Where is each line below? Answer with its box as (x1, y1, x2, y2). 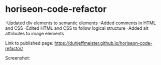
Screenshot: (5, 55, 30, 61)
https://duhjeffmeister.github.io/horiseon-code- (54, 40, 152, 46)
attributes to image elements (5, 30, 64, 36)
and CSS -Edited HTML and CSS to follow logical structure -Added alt (5, 25, 148, 31)
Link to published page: (5, 40, 53, 46)
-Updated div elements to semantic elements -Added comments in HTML (5, 20, 156, 26)
